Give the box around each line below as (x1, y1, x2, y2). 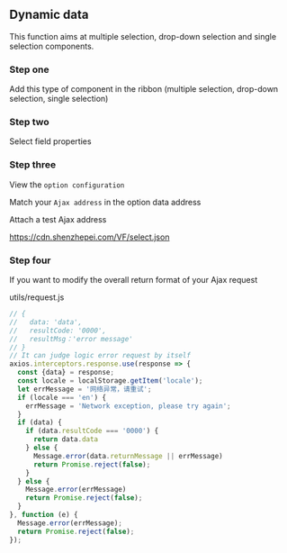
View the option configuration (9, 179, 125, 190)
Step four (9, 254, 51, 267)
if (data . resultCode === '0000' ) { (25, 427, 159, 436)
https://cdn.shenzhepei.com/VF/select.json (9, 231, 170, 242)
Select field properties (9, 136, 92, 147)
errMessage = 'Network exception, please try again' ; (25, 401, 231, 411)
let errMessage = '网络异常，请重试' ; (17, 385, 152, 394)
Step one (9, 63, 49, 76)
